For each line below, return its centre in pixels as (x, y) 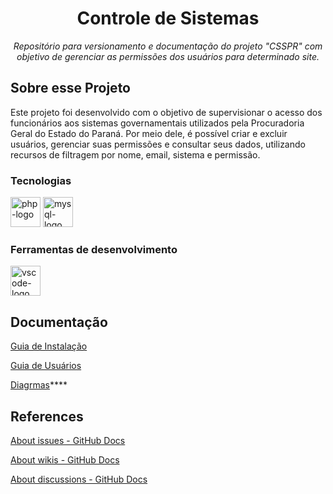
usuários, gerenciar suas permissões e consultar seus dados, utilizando (158, 144)
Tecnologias (41, 180)
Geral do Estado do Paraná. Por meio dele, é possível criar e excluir (149, 133)
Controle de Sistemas (168, 18)
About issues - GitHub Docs (68, 440)
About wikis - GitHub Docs (65, 459)
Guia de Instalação (49, 346)
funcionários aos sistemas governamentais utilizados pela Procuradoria (157, 123)
